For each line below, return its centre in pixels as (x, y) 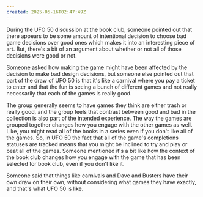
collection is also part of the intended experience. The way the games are (99, 118)
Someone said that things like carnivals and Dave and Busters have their (97, 176)
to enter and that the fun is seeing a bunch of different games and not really (102, 87)
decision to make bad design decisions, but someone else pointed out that (100, 73)
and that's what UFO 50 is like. (45, 188)
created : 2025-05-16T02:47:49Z (46, 12)
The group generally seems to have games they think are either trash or (97, 105)
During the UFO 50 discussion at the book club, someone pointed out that (99, 29)
